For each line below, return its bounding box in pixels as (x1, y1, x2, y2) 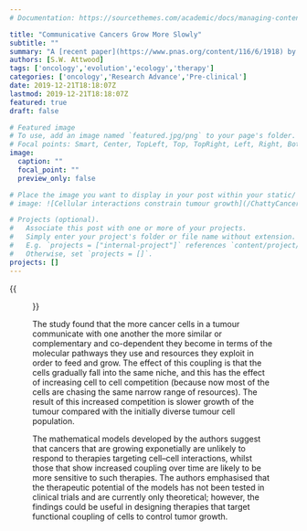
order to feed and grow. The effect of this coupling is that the (32, 357, 262, 368)
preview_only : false (17, 174, 96, 183)
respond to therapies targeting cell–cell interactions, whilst (32, 452, 253, 463)
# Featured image (9, 122, 76, 133)
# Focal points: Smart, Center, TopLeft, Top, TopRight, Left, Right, (9, 140, 284, 149)
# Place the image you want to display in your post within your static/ (9, 190, 297, 199)
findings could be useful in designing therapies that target (32, 501, 250, 512)
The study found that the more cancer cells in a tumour (32, 318, 240, 329)
